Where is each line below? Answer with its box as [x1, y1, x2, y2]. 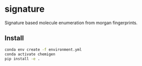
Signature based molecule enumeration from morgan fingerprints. [4, 20, 138, 26]
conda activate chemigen [4, 52, 56, 57]
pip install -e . [4, 56, 40, 61]
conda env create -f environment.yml [4, 47, 82, 52]
